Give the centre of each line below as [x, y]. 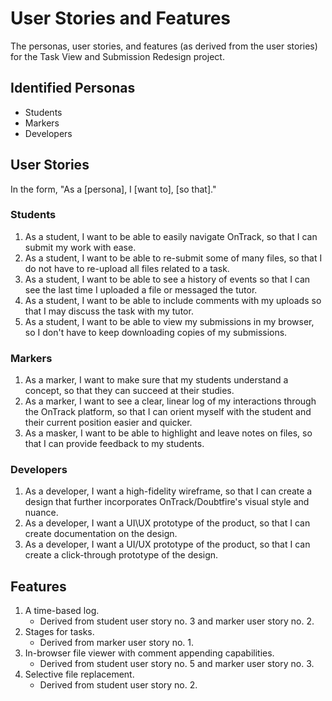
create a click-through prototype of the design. [121, 555]
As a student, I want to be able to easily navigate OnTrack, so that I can [171, 236]
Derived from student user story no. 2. [118, 685]
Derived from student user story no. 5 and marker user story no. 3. [177, 664]
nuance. [41, 513]
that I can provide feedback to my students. [114, 444]
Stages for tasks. [59, 632]
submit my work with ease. [80, 247]
